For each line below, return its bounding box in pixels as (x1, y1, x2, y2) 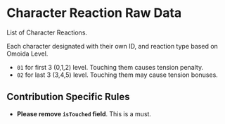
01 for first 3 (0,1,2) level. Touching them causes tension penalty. (16, 63, 204, 71)
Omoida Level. (6, 49, 49, 58)
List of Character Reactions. (6, 28, 88, 37)
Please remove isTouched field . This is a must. (16, 109, 152, 118)
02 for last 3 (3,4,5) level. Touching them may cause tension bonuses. (16, 70, 219, 79)
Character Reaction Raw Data (6, 5, 182, 21)
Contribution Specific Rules (6, 91, 131, 103)
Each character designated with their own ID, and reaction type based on (6, 42, 219, 50)
